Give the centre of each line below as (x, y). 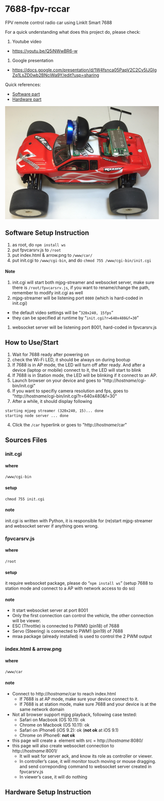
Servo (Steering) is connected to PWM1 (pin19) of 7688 (68, 631)
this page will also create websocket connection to (63, 745)
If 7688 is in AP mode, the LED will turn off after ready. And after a (79, 365)
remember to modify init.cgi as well (47, 293)
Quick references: (23, 85)
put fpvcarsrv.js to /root (36, 250)
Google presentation (33, 60)
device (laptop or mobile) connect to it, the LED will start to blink (77, 370)
